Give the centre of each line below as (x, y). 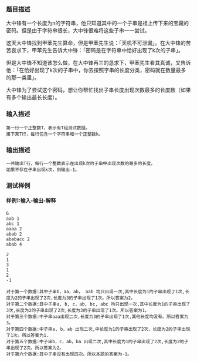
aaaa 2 (14, 229)
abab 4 (14, 244)
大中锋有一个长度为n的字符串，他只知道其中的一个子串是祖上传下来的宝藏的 (98, 23)
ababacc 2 (18, 239)
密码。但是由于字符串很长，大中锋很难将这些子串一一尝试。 (78, 31)
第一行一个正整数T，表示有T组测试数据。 (48, 128)
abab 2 (14, 234)
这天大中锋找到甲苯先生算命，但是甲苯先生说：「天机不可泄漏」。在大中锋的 (96, 43)
